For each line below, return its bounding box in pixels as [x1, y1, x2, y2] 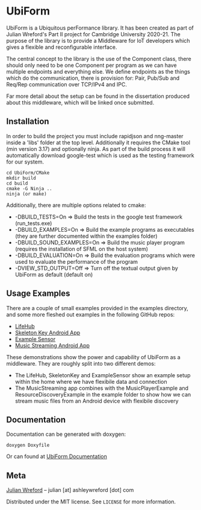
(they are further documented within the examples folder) [14, 232, 158, 240]
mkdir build [6, 175, 36, 181]
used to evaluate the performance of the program [14, 258, 138, 265]
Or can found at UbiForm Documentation [6, 453, 107, 460]
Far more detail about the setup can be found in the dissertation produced [6, 92, 190, 100]
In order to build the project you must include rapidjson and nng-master [6, 132, 184, 139]
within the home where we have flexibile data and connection [14, 378, 167, 385]
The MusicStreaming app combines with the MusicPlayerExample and [14, 384, 188, 392]
